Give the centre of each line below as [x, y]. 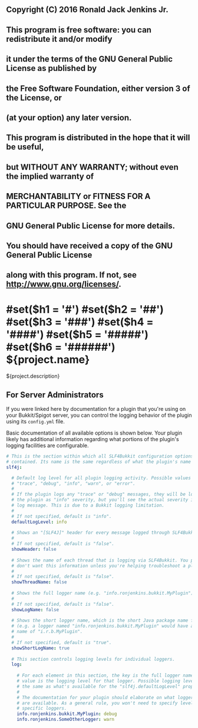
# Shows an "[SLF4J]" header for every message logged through [90, 533]
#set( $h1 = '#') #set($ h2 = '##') [85, 310]
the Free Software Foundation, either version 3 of [98, 88]
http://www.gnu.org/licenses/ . [64, 284]
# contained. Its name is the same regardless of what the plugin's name [99, 462]
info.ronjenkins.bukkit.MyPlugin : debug [67, 714]
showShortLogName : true [40, 648]
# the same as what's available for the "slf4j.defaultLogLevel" [99, 686]
